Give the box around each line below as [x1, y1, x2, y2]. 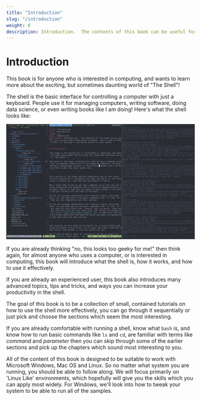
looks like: [6, 112, 31, 119]
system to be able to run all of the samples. [6, 387, 112, 395]
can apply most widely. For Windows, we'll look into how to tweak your [6, 381, 181, 388]
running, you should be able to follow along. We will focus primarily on [6, 368, 179, 375]
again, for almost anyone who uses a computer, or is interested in [6, 252, 167, 259]
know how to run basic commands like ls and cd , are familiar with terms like [6, 331, 193, 338]
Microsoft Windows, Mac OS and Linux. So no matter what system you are [6, 362, 190, 369]
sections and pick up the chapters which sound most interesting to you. [6, 344, 182, 351]
